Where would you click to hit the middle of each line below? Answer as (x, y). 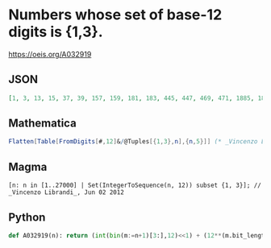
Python (27, 217)
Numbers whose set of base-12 (115, 15)
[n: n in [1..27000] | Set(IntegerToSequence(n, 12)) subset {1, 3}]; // (135, 186)
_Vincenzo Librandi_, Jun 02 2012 (67, 192)
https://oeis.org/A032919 (50, 54)
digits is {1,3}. (56, 32)
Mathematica (42, 124)
